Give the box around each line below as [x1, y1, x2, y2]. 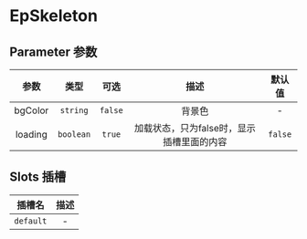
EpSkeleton [9, 5, 99, 26]
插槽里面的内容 [163, 136, 228, 148]
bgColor [14, 104, 49, 117]
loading [15, 129, 48, 140]
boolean [58, 130, 91, 140]
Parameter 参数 [9, 44, 98, 59]
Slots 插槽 [9, 170, 67, 185]
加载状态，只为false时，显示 [133, 122, 256, 134]
